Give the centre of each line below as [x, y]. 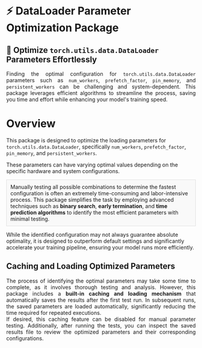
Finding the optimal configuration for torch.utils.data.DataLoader [101, 74]
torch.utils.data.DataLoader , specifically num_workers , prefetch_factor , [96, 147]
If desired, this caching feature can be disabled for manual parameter [101, 319]
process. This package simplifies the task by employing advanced [92, 200]
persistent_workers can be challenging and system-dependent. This [101, 87]
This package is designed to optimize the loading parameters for [86, 140]
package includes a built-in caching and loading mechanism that [101, 293]
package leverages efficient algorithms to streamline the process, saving [101, 93]
